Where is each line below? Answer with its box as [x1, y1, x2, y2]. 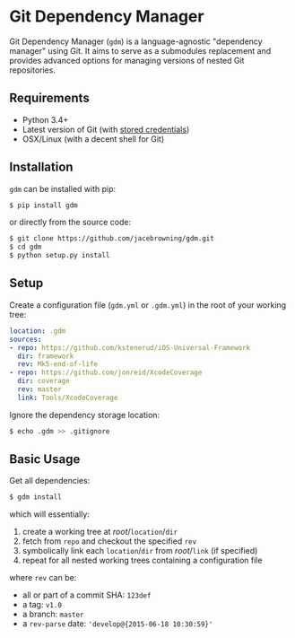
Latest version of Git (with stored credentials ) [22, 124, 190, 135]
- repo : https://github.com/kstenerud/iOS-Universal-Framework [9, 343, 251, 352]
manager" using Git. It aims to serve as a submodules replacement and [9, 45, 272, 56]
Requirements [9, 91, 90, 106]
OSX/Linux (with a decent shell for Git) [22, 133, 165, 144]
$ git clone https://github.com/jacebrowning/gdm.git [9, 234, 215, 243]
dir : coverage [17, 377, 70, 386]
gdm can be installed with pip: [9, 183, 117, 194]
